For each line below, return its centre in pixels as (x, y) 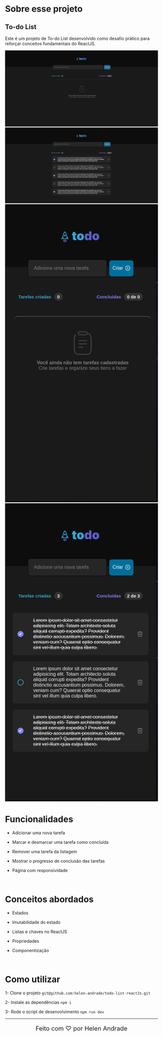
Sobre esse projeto (44, 9)
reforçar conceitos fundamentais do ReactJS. (50, 44)
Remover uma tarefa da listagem (44, 852)
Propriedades (26, 941)
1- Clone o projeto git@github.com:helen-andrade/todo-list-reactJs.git (78, 993)
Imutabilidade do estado (36, 922)
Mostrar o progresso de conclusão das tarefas (58, 861)
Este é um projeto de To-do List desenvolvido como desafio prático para (77, 38)
